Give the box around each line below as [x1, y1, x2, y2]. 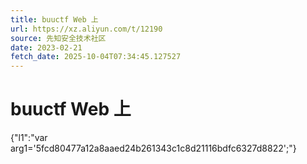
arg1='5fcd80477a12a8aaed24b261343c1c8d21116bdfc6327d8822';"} [10, 142, 297, 155]
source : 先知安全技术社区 [10, 33, 107, 43]
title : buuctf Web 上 [10, 14, 99, 25]
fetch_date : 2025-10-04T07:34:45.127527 [10, 52, 182, 62]
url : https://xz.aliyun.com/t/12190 [10, 24, 163, 34]
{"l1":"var [10, 132, 48, 144]
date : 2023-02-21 [10, 42, 83, 53]
